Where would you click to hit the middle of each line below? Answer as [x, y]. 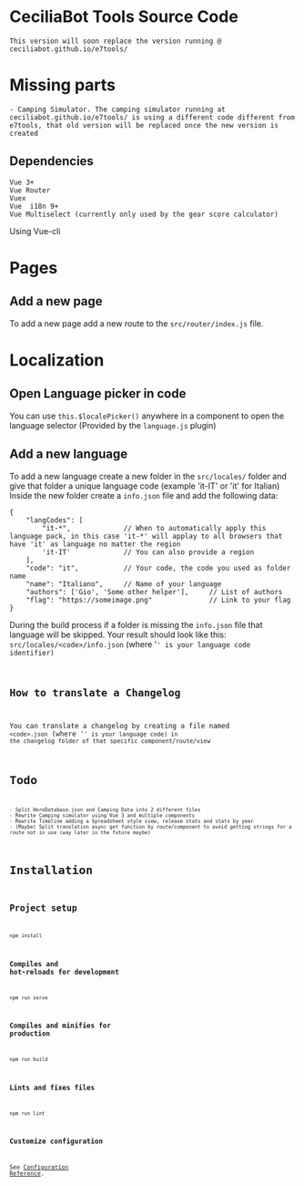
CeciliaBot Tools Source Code [124, 17]
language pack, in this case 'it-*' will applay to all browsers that [146, 536]
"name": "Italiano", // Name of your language [124, 584]
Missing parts [63, 85]
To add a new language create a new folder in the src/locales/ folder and [148, 476]
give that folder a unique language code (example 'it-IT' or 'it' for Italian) [145, 486]
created [24, 133]
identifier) [32, 653]
